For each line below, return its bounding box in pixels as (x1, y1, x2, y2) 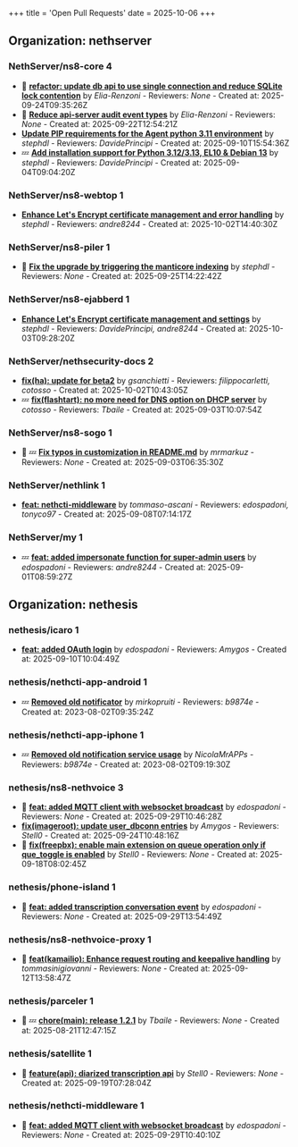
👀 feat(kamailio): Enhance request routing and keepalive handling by (21, 953, 282, 964)
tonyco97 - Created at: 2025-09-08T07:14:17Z (21, 509, 193, 519)
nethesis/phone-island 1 (8, 881, 117, 893)
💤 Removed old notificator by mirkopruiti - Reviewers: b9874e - (21, 696, 260, 707)
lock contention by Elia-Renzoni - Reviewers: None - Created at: (21, 89, 260, 101)
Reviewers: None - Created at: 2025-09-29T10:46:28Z (21, 811, 222, 822)
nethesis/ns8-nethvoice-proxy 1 (8, 933, 153, 946)
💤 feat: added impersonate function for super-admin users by (21, 552, 257, 562)
